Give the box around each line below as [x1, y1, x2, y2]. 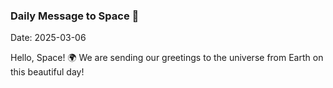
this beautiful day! [10, 66, 85, 78]
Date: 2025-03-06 [10, 32, 87, 44]
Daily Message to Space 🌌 [10, 9, 140, 23]
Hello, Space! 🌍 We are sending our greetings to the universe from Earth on [10, 52, 324, 64]
